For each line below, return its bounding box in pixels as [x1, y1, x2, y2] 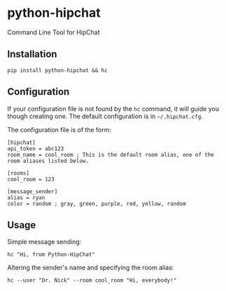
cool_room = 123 [7, 176, 55, 183]
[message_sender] [7, 187, 58, 195]
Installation [7, 48, 57, 60]
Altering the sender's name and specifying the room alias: [7, 264, 174, 272]
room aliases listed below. [7, 157, 90, 164]
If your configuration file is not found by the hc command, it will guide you [7, 104, 219, 113]
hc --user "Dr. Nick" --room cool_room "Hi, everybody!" [7, 277, 177, 284]
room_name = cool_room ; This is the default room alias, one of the [7, 151, 215, 158]
